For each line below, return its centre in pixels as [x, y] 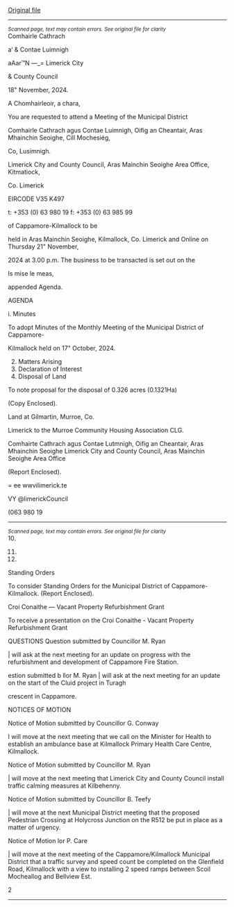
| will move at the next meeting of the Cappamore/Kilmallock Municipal [109, 854]
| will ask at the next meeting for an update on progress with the [99, 655]
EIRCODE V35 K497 [36, 199]
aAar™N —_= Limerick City [46, 63]
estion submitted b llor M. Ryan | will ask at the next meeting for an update [114, 675]
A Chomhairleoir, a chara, [44, 103]
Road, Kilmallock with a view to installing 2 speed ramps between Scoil [109, 869]
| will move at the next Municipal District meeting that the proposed [104, 813]
